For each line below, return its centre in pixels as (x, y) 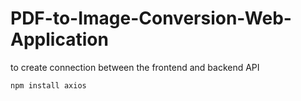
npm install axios (48, 85)
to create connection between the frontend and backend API (135, 67)
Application (59, 39)
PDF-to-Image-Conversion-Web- (151, 18)
